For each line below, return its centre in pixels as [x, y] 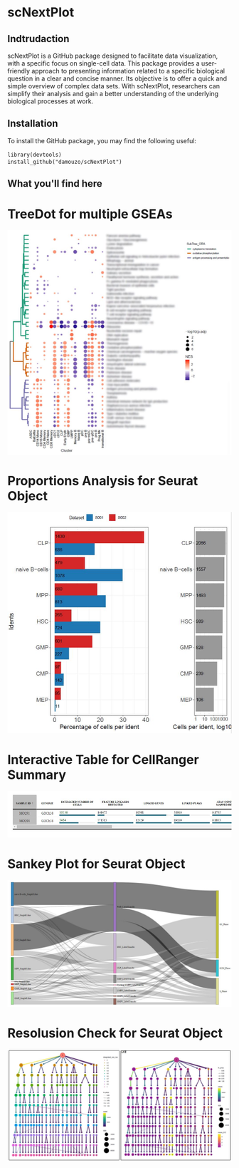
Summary [37, 775]
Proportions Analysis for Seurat [103, 481]
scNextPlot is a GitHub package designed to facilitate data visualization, [113, 56]
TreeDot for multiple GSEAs [90, 214]
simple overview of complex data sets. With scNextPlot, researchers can [114, 86]
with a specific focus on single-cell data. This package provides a [104, 63]
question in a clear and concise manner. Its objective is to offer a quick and [117, 78]
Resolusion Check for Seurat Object [115, 1033]
